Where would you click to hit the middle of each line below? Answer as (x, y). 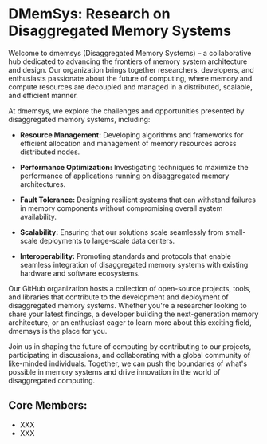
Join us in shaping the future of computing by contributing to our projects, (130, 346)
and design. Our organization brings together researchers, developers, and (132, 69)
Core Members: (48, 405)
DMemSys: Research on (89, 14)
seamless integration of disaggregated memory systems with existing (134, 264)
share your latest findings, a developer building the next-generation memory (133, 314)
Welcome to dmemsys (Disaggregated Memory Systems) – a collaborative (130, 53)
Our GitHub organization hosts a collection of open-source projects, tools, (130, 288)
